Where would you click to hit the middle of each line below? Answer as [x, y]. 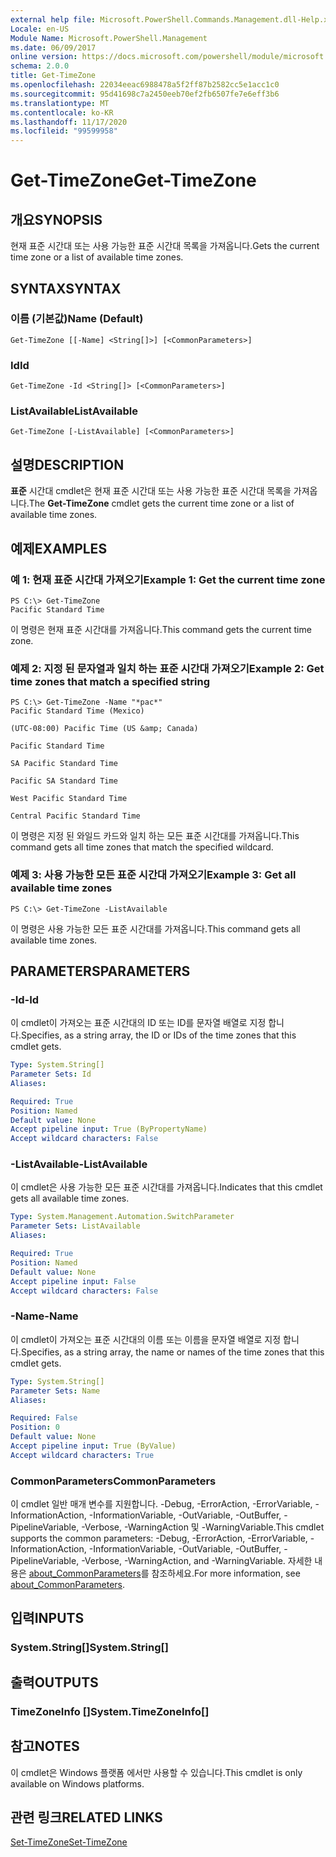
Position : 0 [35, 1427]
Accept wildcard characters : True [82, 1455]
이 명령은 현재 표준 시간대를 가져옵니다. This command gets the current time [161, 629]
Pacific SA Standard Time [64, 781]
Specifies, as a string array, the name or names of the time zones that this [172, 1352]
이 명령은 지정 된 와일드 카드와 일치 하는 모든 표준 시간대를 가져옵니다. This [155, 836]
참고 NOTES [45, 1746]
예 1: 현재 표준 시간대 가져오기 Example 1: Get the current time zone [168, 579]
